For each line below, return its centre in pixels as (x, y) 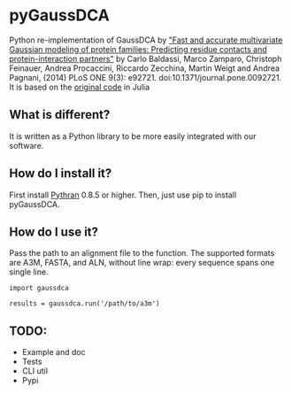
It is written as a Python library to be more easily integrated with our (133, 136)
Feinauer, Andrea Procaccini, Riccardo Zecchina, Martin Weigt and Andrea (145, 68)
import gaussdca (39, 289)
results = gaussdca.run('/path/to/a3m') (85, 304)
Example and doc (54, 352)
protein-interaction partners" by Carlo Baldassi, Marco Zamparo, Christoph (146, 58)
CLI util (35, 371)
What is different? (60, 115)
